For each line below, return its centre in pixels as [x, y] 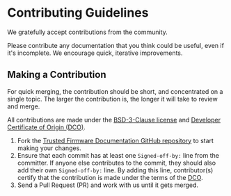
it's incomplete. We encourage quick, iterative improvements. [95, 53]
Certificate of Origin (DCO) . [46, 127]
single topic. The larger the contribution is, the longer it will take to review [112, 99]
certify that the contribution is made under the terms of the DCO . [110, 177]
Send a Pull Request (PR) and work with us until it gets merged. [108, 185]
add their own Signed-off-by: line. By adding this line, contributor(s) [115, 170]
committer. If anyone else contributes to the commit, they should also [117, 163]
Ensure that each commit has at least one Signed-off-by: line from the [118, 155]
